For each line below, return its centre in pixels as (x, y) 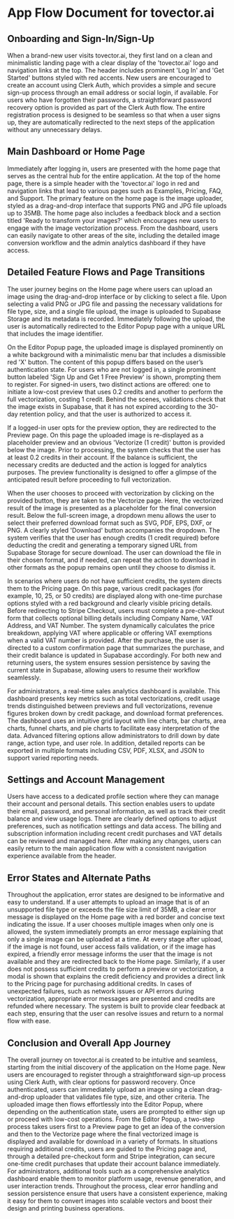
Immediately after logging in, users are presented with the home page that (114, 168)
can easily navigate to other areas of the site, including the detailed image (114, 235)
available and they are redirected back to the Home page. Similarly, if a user (116, 962)
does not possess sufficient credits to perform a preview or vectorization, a (116, 969)
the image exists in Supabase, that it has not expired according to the (107, 406)
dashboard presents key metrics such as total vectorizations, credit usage (114, 698)
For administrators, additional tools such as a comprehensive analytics (109, 1171)
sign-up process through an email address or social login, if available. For (113, 93)
